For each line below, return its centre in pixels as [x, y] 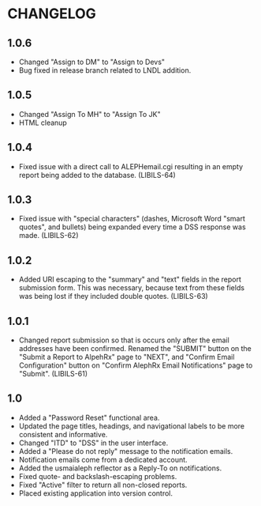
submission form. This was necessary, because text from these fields [132, 288]
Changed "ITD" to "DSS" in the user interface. [93, 443]
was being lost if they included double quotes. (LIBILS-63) [113, 296]
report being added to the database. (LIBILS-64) [97, 175]
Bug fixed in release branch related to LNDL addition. [105, 70]
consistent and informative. [63, 434]
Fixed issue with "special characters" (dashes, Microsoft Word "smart [132, 219]
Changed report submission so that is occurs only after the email [124, 340]
